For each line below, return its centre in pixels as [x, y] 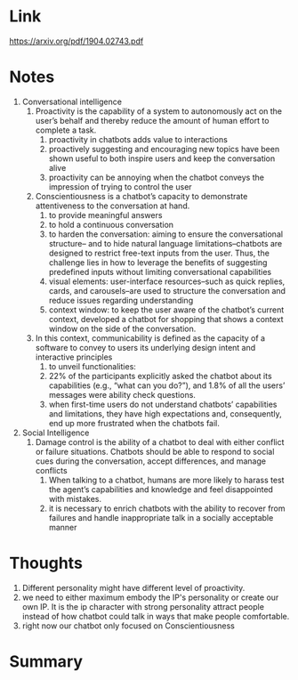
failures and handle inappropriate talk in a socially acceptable [161, 517]
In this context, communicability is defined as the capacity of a [150, 338]
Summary [46, 661]
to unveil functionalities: [92, 366]
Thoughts [46, 563]
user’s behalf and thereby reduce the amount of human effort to [152, 120]
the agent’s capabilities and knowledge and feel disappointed [161, 489]
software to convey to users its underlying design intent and [145, 347]
